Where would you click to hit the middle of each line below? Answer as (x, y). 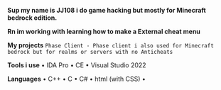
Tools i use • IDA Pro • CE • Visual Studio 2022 (77, 65)
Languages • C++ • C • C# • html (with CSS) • (76, 79)
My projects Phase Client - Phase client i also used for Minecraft (111, 45)
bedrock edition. (32, 18)
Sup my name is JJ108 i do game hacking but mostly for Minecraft (107, 10)
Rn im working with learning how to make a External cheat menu (104, 32)
